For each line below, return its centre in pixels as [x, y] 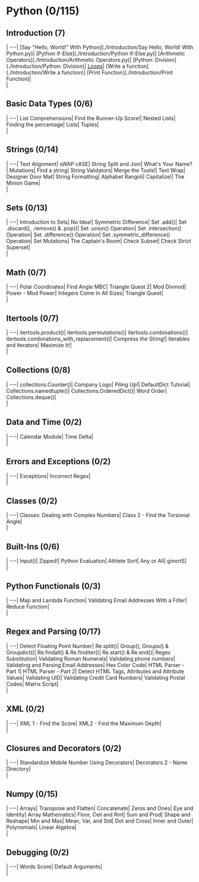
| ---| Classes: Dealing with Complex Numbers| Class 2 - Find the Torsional [98, 515]
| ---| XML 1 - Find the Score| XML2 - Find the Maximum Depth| [84, 723]
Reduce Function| [28, 606]
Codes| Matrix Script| [32, 684]
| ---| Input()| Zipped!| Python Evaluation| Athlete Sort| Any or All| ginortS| [97, 561]
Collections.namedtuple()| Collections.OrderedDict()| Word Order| [87, 390]
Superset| [18, 248]
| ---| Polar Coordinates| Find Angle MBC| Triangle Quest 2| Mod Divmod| [96, 287]
